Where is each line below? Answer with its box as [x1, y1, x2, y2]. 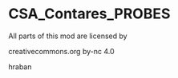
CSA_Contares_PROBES [8, 5, 171, 23]
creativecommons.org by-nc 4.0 [8, 46, 115, 56]
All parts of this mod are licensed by [8, 31, 127, 41]
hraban [8, 61, 32, 72]
